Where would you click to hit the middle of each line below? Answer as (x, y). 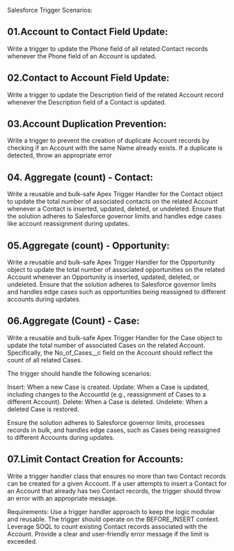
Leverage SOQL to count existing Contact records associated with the (107, 526)
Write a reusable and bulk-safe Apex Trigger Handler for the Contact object (115, 194)
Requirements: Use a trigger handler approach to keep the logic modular (111, 511)
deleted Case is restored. (43, 409)
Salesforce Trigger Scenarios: (50, 10)
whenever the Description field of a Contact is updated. (87, 102)
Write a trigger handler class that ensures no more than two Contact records (117, 476)
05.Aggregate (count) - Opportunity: (88, 245)
